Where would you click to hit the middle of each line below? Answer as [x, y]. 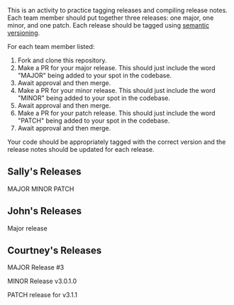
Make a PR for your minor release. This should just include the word [117, 90]
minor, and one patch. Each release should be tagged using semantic [108, 25]
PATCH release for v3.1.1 [43, 295]
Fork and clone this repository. [62, 60]
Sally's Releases [44, 172]
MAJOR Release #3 [36, 267]
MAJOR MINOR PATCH [41, 189]
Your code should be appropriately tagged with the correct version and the [117, 142]
